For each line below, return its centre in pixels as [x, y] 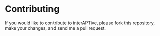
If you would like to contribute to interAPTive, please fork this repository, [80, 23]
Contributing [32, 9]
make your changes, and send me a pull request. [56, 28]
